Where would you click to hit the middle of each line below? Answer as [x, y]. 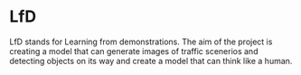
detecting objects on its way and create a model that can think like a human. [151, 61]
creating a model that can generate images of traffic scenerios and [134, 51]
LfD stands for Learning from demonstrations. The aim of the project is [141, 42]
